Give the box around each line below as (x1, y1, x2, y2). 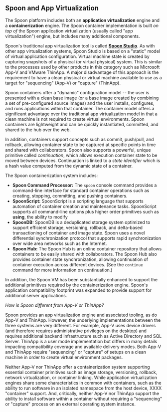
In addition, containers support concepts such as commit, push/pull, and (5, 136, 154, 142)
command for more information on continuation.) (12, 267, 113, 273)
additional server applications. (5, 292, 67, 298)
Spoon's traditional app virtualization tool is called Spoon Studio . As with (5, 42, 155, 49)
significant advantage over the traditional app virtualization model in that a (5, 111, 158, 117)
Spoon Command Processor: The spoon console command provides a (12, 182, 157, 188)
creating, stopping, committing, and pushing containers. (12, 193, 128, 199)
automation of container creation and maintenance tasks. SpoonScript (12, 203, 157, 209)
